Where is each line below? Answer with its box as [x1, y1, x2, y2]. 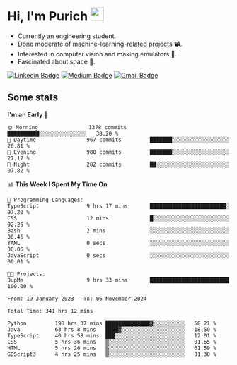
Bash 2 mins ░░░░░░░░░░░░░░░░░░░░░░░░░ [7, 227, 230, 234]
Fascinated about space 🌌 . [17, 57, 96, 66]
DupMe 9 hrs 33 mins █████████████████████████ [7, 276, 230, 284]
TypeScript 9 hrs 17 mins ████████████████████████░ [7, 202, 230, 210]
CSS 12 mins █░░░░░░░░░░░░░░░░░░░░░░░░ [7, 215, 230, 222]
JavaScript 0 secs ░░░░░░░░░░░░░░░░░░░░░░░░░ [7, 251, 230, 259]
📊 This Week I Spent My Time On [7, 180, 108, 189]
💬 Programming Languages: [7, 196, 83, 203]
